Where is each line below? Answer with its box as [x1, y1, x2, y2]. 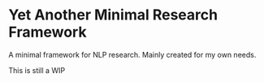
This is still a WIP [8, 65, 66, 75]
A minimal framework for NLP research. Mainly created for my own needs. [8, 50, 257, 59]
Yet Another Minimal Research [8, 6, 218, 24]
